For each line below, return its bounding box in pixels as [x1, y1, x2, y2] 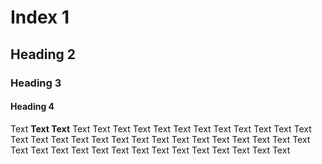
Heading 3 [10, 76, 62, 90]
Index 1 [10, 6, 70, 29]
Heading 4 [10, 101, 55, 113]
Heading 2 [10, 46, 77, 63]
